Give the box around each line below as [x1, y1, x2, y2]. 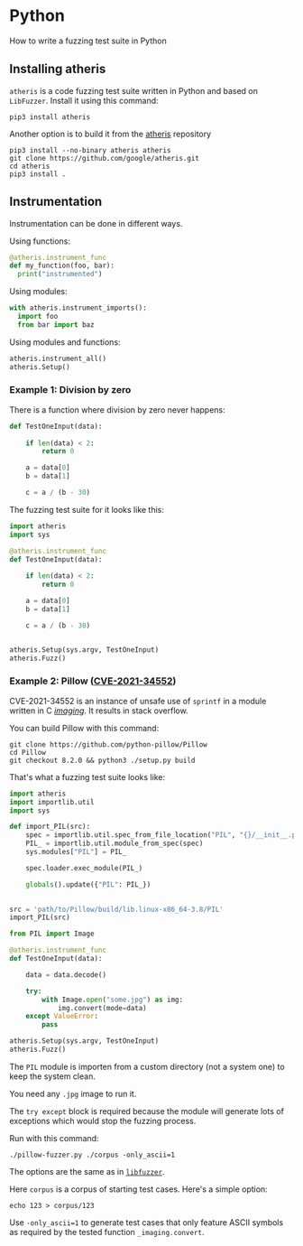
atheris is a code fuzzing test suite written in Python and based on [9, 85, 259, 96]
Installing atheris [9, 61, 106, 77]
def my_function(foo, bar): [9, 261, 115, 271]
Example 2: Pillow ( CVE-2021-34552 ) [9, 674, 177, 687]
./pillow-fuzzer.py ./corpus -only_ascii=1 [9, 1150, 176, 1159]
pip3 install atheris [9, 112, 91, 122]
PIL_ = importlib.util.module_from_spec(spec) [25, 839, 204, 849]
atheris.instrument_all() [9, 354, 106, 363]
